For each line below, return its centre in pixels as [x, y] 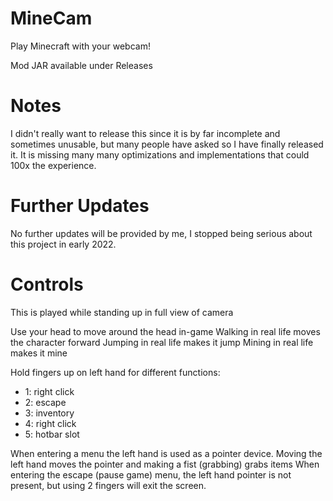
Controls [47, 284]
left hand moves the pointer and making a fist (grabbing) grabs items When [165, 464]
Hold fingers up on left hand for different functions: [115, 372]
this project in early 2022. [63, 244]
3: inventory [49, 413]
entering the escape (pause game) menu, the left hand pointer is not [151, 474]
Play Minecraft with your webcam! [80, 46]
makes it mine [39, 353]
